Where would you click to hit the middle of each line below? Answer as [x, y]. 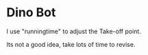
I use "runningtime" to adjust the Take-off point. [74, 31]
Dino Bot [31, 13]
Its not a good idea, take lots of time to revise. [71, 44]
